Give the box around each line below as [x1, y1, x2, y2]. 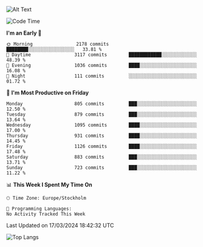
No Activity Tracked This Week [6, 211, 86, 217]
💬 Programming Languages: [6, 206, 72, 212]
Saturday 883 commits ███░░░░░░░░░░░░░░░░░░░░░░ [6, 154, 198, 160]
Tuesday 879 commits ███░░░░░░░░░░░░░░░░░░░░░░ [6, 111, 198, 117]
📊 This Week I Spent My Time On [6, 181, 92, 188]
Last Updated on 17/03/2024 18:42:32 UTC [6, 222, 114, 229]
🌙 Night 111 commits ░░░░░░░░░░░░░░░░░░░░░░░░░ [6, 73, 198, 79]
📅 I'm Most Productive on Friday [6, 89, 89, 96]
